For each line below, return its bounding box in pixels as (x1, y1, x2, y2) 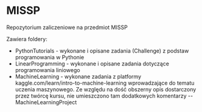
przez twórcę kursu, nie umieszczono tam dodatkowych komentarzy (15, 92, 187, 99)
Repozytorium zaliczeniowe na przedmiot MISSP (6, 24, 128, 31)
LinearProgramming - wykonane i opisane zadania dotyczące (15, 60, 169, 67)
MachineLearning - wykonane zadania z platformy (15, 73, 142, 80)
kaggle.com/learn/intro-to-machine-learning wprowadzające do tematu (15, 79, 195, 87)
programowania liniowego (15, 66, 80, 73)
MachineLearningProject (15, 98, 77, 106)
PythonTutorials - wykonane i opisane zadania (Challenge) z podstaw (15, 47, 189, 54)
